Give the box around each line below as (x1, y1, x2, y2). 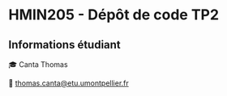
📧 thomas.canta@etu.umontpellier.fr (8, 78, 130, 88)
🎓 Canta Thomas (8, 60, 68, 69)
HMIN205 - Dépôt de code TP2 (8, 6, 220, 24)
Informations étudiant (8, 38, 122, 52)
